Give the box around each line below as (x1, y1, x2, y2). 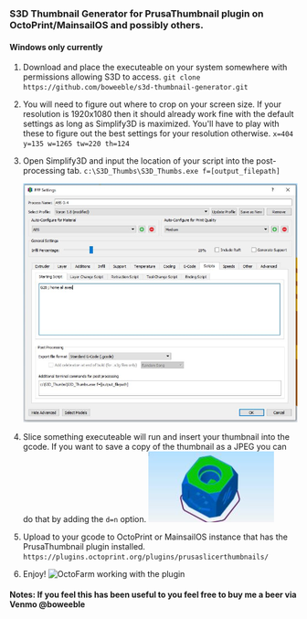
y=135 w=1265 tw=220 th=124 (22, 140, 130, 149)
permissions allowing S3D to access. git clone (22, 71, 201, 82)
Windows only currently (9, 41, 103, 52)
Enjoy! (22, 568, 47, 579)
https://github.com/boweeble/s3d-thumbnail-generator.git (22, 83, 249, 92)
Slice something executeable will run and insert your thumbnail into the (22, 431, 291, 442)
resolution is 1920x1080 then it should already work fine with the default (22, 109, 294, 120)
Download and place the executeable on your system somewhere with (22, 62, 288, 73)
